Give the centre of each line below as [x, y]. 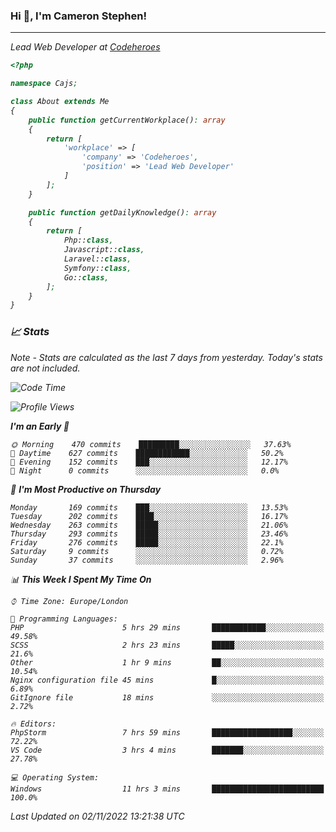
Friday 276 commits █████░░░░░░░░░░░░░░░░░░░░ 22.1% [147, 542]
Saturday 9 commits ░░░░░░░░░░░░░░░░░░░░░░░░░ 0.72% [147, 551]
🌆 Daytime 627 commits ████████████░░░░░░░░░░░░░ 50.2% [147, 453]
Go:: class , [86, 277]
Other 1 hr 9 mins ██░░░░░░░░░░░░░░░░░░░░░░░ [167, 662]
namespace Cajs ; [44, 84]
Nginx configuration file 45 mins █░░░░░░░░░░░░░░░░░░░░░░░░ [167, 680]
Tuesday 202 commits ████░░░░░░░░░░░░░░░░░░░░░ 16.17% [149, 516]
